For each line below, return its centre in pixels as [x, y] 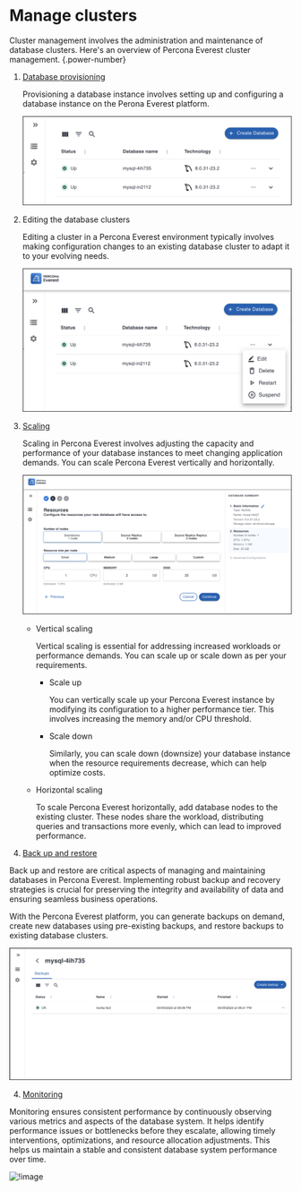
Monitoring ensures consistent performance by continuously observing [141, 1111]
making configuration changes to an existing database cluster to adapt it [155, 246]
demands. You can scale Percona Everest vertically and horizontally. [148, 462]
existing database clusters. [59, 935]
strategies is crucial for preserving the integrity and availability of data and [146, 889]
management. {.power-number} [68, 59]
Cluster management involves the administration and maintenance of [136, 40]
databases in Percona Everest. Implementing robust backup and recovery [145, 879]
